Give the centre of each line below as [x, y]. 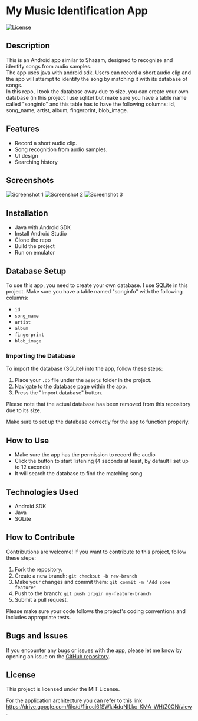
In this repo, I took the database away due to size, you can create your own [97, 91]
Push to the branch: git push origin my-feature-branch [83, 593]
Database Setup [36, 271]
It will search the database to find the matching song [78, 474]
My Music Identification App [77, 11]
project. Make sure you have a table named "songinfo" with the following [94, 291]
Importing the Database [41, 355]
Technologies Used [42, 492]
